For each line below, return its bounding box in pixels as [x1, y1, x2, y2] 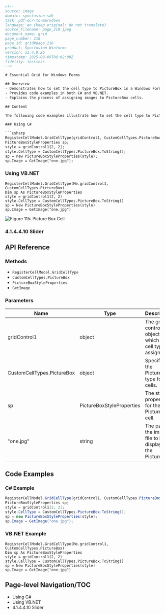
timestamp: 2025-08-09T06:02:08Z [5, 54, 74, 60]
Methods [5, 258, 27, 265]
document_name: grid [5, 32, 48, 36]
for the [145, 402, 161, 409]
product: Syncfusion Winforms [5, 45, 67, 50]
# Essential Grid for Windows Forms [5, 72, 80, 78]
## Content [5, 104, 27, 109]
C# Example [5, 484, 34, 491]
